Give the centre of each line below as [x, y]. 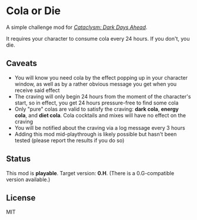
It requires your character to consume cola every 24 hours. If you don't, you [98, 38]
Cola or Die [34, 11]
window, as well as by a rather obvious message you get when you [96, 84]
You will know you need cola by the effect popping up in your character [101, 77]
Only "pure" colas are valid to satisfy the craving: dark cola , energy [97, 109]
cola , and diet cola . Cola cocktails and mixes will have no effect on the [100, 115]
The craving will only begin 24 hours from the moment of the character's [103, 96]
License [21, 198]
